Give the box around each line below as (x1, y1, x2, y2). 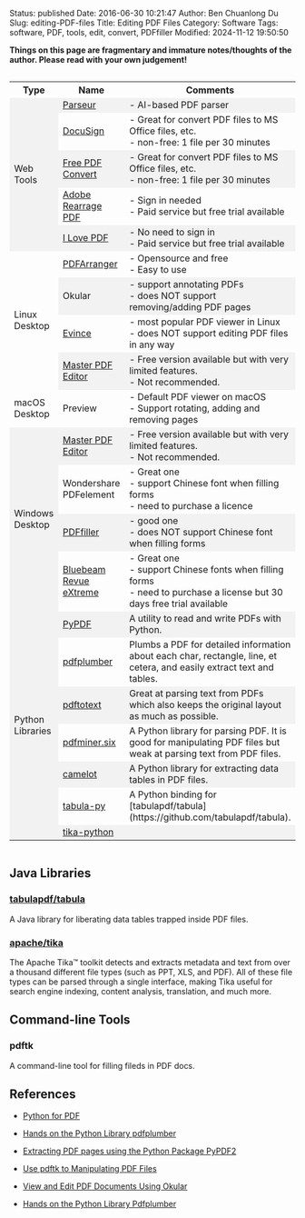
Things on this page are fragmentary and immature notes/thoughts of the (9, 45, 292, 55)
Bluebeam (62, 564, 106, 575)
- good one (128, 514, 179, 526)
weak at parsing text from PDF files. (128, 747, 281, 760)
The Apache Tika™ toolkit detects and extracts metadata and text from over (9, 956, 290, 967)
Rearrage (62, 200, 103, 212)
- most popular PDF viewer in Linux (128, 315, 281, 328)
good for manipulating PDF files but (128, 736, 280, 748)
